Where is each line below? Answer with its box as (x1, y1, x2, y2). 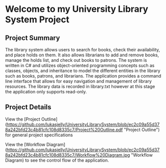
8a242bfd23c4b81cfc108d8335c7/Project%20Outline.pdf (5, 126, 123, 132)
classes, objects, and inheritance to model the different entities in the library (5, 68, 161, 74)
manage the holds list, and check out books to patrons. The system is (5, 57, 147, 63)
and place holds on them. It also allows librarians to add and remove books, (5, 52, 160, 58)
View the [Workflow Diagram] (5, 141, 65, 147)
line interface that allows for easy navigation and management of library (5, 78, 152, 84)
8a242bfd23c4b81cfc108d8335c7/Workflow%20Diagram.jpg (5, 152, 130, 158)
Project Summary (5, 34, 60, 42)
